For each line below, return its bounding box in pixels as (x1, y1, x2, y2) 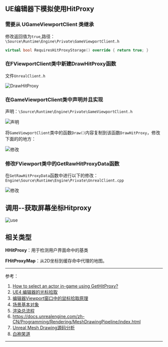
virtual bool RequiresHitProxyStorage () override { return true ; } (5, 47, 149, 52)
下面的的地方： (5, 136, 36, 142)
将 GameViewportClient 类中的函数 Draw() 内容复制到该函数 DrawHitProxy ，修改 (5, 129, 160, 136)
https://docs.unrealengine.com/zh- (12, 313, 85, 319)
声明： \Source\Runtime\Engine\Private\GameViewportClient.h (5, 108, 133, 114)
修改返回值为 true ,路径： (5, 33, 55, 39)
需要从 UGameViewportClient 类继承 (5, 21, 94, 28)
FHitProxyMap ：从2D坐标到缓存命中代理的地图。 (5, 258, 107, 264)
